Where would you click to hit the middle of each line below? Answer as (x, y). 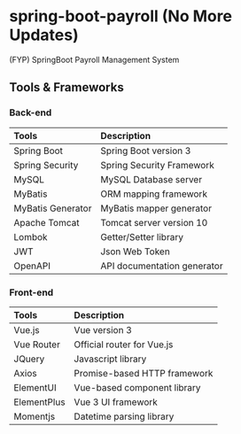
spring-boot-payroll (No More (121, 16)
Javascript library (110, 359)
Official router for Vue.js (124, 345)
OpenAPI (32, 266)
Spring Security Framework (157, 165)
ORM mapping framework (154, 194)
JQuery (29, 359)
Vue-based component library (137, 387)
